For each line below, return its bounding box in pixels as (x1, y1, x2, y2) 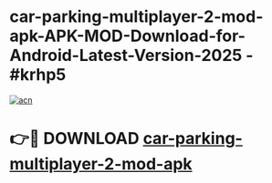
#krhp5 (9, 65, 67, 86)
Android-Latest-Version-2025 (9, 46, 243, 66)
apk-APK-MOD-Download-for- (9, 25, 246, 46)
